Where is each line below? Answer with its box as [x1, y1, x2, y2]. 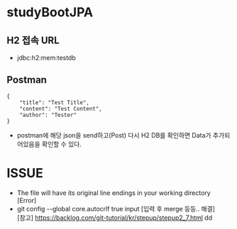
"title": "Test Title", [19, 99, 90, 106]
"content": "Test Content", [19, 105, 102, 112]
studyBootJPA [6, 4, 94, 21]
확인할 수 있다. [41, 140, 82, 148]
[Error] [16, 196, 37, 204]
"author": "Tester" [19, 111, 77, 118]
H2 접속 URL [6, 34, 60, 46]
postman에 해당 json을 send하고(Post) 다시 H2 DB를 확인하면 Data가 [16, 130, 211, 139]
